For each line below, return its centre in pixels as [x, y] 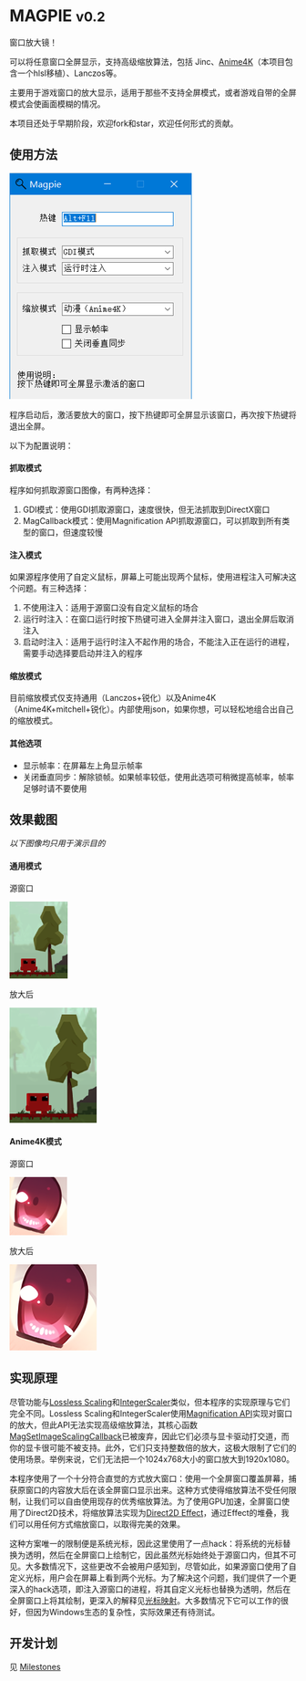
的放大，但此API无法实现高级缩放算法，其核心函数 [104, 1425]
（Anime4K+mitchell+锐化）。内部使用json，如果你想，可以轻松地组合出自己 [152, 709]
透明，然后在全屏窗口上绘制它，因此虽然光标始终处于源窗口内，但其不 [157, 1555]
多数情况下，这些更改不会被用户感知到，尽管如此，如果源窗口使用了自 [165, 1566]
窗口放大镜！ [33, 42]
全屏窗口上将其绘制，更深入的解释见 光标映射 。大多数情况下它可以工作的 [145, 1600]
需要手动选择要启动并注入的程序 [82, 653]
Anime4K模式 [36, 1142]
